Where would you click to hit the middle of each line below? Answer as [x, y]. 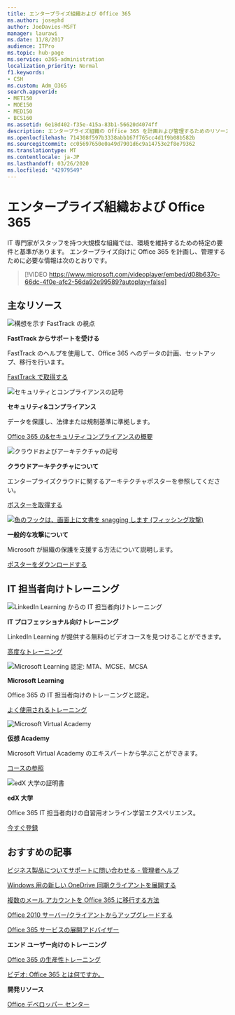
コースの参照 [26, 768]
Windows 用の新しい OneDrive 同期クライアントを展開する [92, 885]
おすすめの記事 [40, 852]
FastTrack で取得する [38, 377]
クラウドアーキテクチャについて [53, 466]
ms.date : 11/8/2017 [36, 40]
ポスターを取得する [35, 505]
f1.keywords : [26, 72]
